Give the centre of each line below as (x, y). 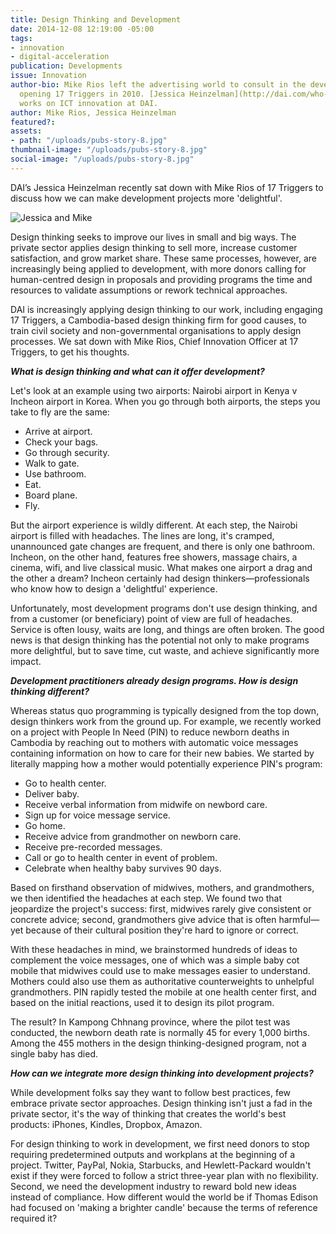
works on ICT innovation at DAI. (89, 103)
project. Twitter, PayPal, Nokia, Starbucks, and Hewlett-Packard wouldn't (161, 1165)
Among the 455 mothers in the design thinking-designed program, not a (158, 1043)
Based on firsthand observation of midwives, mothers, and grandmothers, (162, 887)
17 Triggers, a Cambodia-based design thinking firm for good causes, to (158, 320)
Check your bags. (61, 442)
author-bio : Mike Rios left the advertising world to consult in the (158, 85)
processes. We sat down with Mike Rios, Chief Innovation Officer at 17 (154, 341)
